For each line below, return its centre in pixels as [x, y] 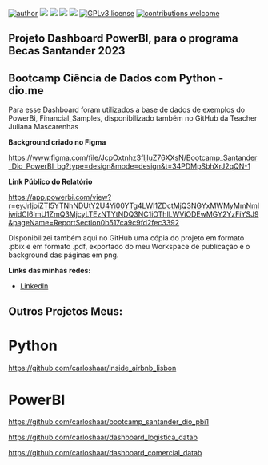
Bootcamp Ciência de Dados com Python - [116, 78]
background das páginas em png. [64, 255]
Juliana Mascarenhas [43, 127]
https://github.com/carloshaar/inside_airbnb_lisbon [92, 368]
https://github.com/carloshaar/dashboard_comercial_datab [105, 453]
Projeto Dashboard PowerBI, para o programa [123, 39]
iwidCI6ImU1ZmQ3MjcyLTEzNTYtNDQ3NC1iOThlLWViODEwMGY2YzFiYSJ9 [134, 214]
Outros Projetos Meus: [66, 311]
